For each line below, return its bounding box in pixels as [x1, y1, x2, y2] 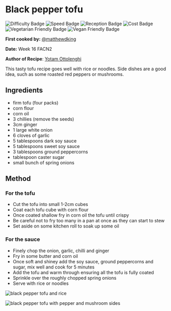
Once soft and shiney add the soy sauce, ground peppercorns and [12, 258, 154, 264]
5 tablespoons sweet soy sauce [12, 143, 80, 149]
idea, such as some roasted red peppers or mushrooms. [5, 71, 124, 77]
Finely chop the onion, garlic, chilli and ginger [12, 247, 109, 254]
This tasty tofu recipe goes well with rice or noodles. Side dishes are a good [5, 66, 166, 72]
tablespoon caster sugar [12, 154, 65, 160]
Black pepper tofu [5, 4, 83, 15]
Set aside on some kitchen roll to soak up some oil [12, 223, 120, 229]
